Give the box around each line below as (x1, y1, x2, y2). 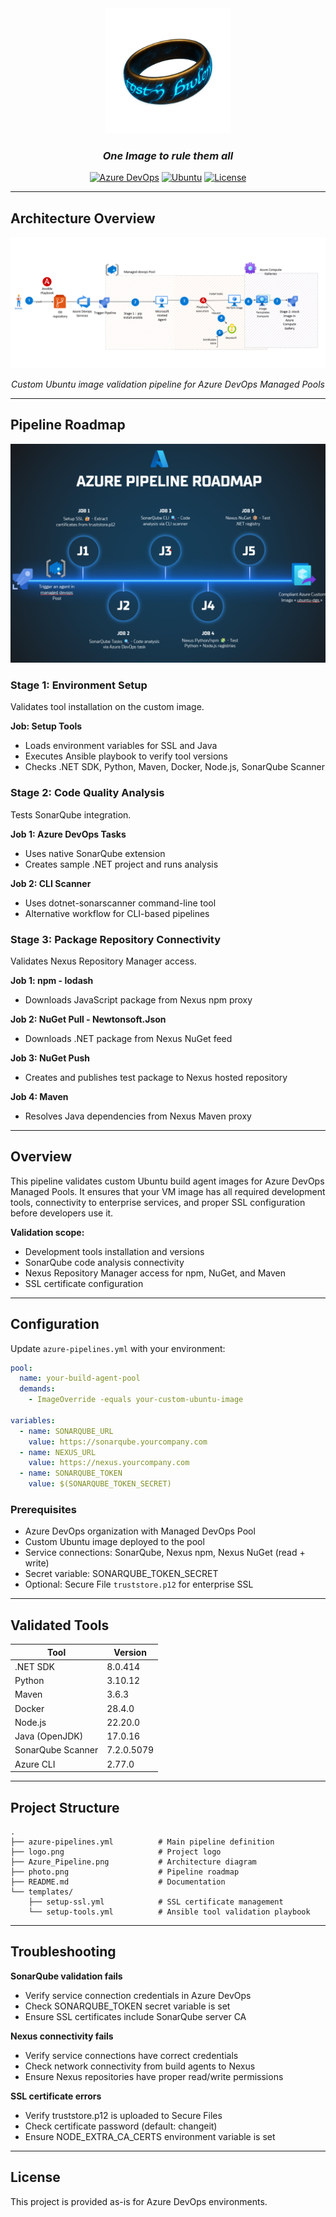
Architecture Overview (10, 210, 156, 227)
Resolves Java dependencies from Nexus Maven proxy (24, 1110, 252, 1122)
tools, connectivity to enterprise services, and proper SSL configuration (10, 1196, 306, 1208)
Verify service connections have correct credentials (24, 2049, 239, 2061)
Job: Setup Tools (10, 720, 83, 732)
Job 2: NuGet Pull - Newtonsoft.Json (10, 1013, 167, 1025)
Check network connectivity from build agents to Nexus (24, 2060, 256, 2072)
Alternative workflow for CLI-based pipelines (24, 907, 210, 919)
